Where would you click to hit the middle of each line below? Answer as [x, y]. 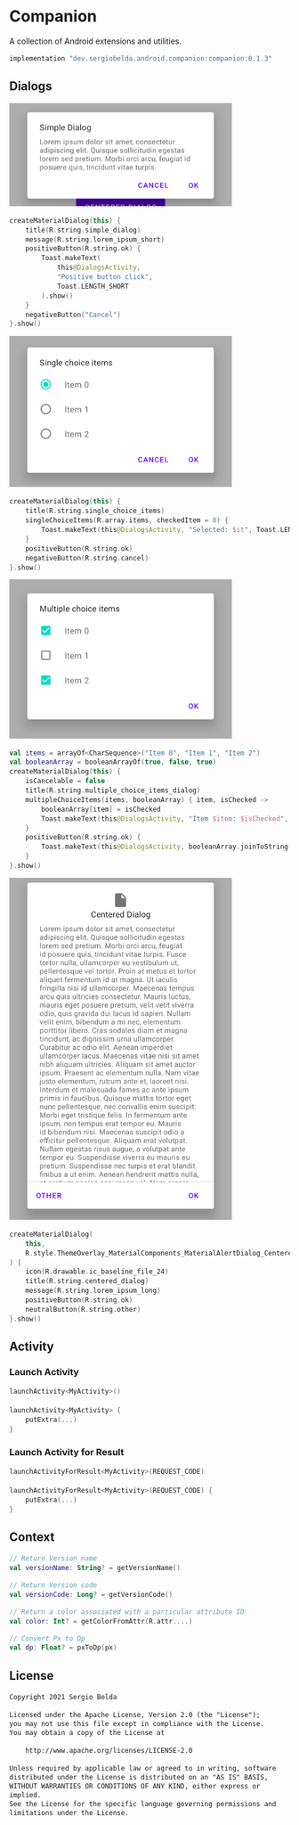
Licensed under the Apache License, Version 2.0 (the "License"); [135, 1715]
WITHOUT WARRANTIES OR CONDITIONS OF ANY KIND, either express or [135, 1787]
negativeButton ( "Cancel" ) [73, 315]
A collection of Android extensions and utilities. [96, 41]
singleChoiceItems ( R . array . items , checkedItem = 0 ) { [127, 520]
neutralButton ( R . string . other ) [83, 1309]
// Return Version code [53, 1585]
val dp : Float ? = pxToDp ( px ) [63, 1648]
